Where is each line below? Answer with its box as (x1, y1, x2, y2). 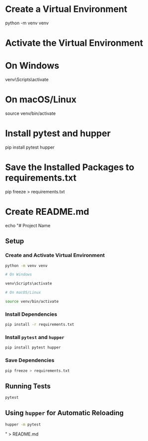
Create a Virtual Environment (5, 3, 128, 15)
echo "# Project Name (5, 222, 51, 228)
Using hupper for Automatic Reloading (5, 409, 124, 417)
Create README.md (5, 206, 89, 217)
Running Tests (5, 382, 51, 390)
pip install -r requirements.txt (5, 322, 74, 327)
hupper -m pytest (5, 422, 41, 427)
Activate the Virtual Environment (5, 37, 143, 49)
